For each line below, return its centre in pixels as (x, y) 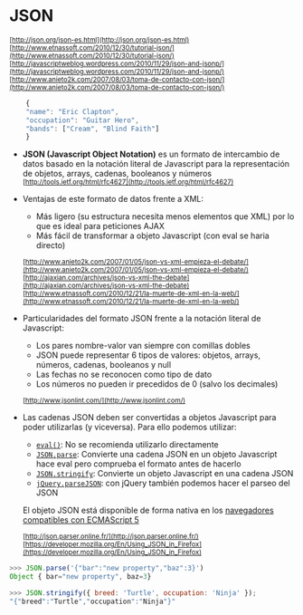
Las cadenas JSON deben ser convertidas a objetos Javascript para (149, 418)
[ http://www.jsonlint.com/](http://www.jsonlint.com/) (104, 401)
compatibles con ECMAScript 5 (81, 520)
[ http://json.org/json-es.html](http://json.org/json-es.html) (99, 40)
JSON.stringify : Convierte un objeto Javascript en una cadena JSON (165, 474)
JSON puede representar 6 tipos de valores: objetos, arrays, (148, 355)
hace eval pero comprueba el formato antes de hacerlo (138, 464)
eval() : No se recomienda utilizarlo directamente (127, 445)
